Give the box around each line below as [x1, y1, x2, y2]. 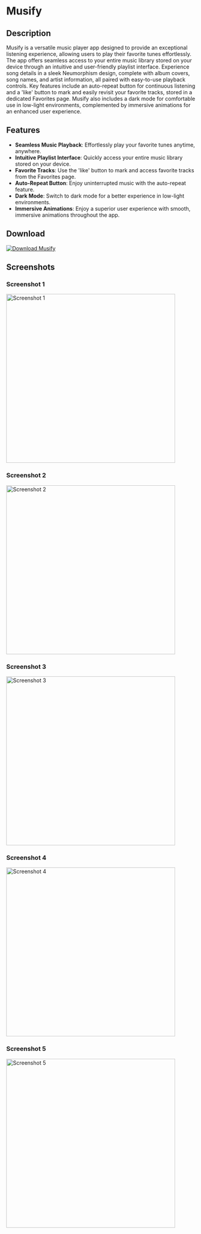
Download [6, 229, 45, 239]
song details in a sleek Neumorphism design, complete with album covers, [6, 70, 190, 76]
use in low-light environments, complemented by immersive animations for [6, 101, 191, 109]
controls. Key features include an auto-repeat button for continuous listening [6, 82, 196, 89]
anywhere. [14, 147, 41, 154]
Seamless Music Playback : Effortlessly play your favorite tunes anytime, [14, 141, 195, 148]
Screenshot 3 [6, 662, 47, 671]
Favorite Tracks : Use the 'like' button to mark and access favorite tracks [14, 166, 194, 174]
